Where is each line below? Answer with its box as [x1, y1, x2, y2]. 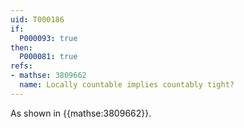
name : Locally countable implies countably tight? [19, 80, 235, 90]
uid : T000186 [10, 14, 65, 25]
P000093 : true [19, 33, 78, 43]
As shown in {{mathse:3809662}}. [10, 107, 152, 119]
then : [10, 42, 33, 53]
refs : [10, 61, 33, 71]
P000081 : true [19, 52, 78, 62]
